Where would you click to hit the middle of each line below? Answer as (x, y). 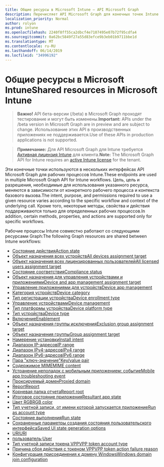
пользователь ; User (32, 439)
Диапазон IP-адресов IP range (43, 345)
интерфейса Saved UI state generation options (59, 428)
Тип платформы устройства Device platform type (62, 308)
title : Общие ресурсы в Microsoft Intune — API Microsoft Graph (72, 10)
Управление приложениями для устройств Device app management (82, 287)
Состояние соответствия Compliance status (57, 272)
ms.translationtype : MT (29, 42)
